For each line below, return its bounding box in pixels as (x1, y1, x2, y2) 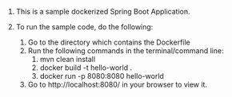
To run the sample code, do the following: (15, 22, 154, 31)
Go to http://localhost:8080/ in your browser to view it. (27, 80, 208, 89)
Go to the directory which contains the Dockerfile (27, 37, 190, 47)
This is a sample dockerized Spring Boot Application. (15, 7, 190, 16)
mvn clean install (39, 55, 96, 64)
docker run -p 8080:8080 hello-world (39, 72, 164, 80)
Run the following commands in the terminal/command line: (27, 46, 224, 55)
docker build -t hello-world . (39, 63, 133, 72)
